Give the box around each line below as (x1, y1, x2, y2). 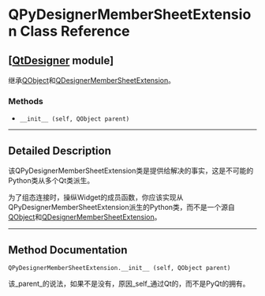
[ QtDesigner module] (8, 54, 114, 67)
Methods (8, 96, 43, 107)
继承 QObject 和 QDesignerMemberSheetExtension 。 (8, 76, 176, 84)
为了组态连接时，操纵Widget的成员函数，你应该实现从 (8, 193, 184, 202)
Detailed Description (8, 144, 112, 157)
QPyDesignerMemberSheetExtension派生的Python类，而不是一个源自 (8, 203, 235, 212)
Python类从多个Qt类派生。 (8, 176, 95, 185)
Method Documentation (8, 243, 128, 257)
